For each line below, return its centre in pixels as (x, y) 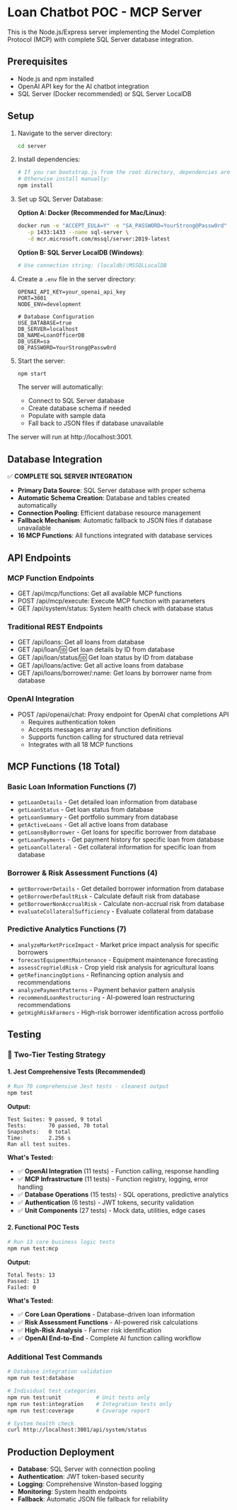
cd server (32, 146)
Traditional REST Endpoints (55, 627)
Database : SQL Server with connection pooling (86, 1469)
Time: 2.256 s (39, 1138)
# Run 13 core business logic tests (61, 1242)
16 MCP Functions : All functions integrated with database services (115, 535)
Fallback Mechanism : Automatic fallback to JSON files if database (115, 521)
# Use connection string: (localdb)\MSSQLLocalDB (92, 265)
